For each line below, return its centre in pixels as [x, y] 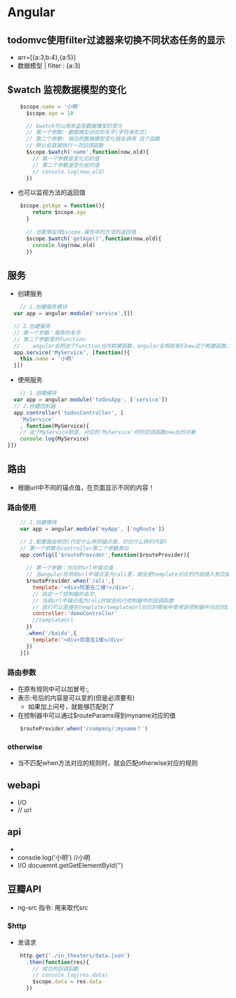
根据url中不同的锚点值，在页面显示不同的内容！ [86, 487]
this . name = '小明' [47, 359]
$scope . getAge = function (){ [63, 206]
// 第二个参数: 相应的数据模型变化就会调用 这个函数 [93, 139]
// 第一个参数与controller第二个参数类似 [74, 548]
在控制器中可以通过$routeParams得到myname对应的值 [97, 715]
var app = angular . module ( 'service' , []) [73, 314]
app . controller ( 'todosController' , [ [69, 412]
